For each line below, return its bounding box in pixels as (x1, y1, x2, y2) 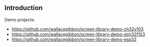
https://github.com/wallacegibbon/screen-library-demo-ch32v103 (11, 26, 144, 32)
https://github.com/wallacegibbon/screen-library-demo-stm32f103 (11, 31, 146, 37)
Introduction (4, 4, 43, 12)
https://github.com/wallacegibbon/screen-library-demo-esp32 (11, 36, 137, 42)
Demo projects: (4, 16, 35, 22)
